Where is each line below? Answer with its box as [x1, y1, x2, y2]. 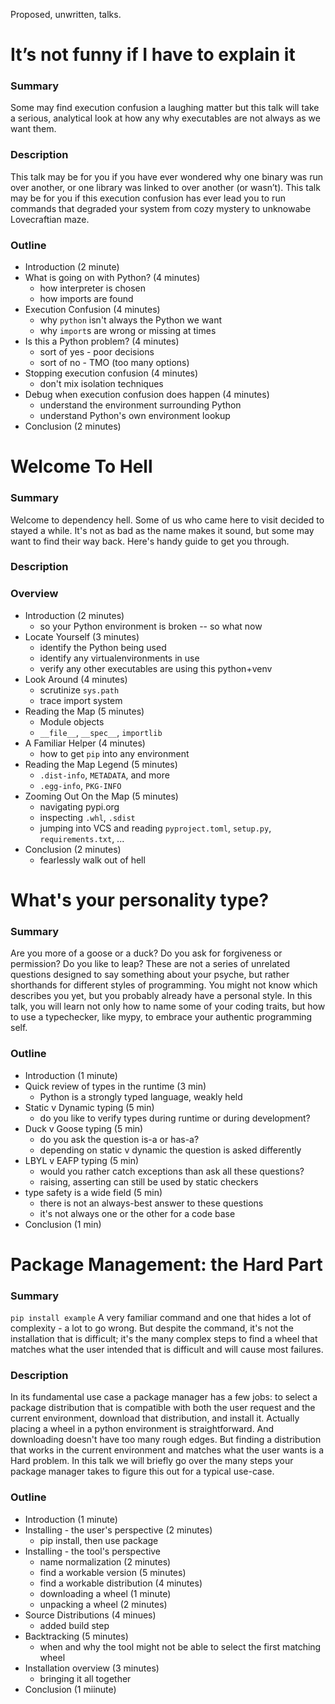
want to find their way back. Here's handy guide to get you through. [10, 535, 290, 547]
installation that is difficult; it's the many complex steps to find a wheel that [10, 1333, 318, 1345]
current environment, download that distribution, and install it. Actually [10, 1412, 300, 1424]
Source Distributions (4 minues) [24, 1609, 157, 1621]
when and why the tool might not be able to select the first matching [39, 1640, 322, 1653]
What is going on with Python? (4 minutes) [24, 272, 201, 284]
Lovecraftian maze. [10, 213, 90, 225]
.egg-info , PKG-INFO [39, 779, 122, 791]
